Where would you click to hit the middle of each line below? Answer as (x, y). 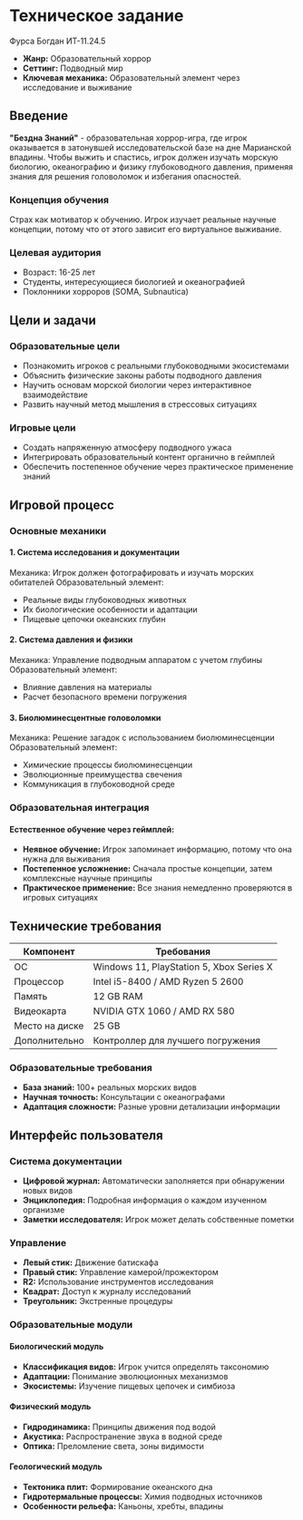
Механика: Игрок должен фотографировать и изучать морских (132, 572)
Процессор (39, 982)
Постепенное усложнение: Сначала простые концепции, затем (147, 869)
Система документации (66, 1161)
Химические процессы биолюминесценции (108, 765)
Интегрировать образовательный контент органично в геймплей (148, 457)
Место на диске (49, 1026)
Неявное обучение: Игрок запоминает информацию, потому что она (157, 850)
